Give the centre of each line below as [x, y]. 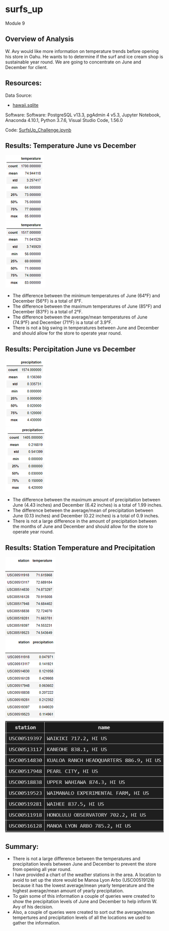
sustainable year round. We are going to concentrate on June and [73, 62]
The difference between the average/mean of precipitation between [83, 510]
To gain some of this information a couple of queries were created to [83, 896]
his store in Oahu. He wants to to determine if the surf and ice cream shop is [84, 56]
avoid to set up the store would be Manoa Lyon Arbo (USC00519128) [83, 880]
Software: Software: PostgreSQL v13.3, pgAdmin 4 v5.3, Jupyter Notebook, [83, 115]
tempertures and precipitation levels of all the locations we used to [81, 917]
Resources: [23, 83]
